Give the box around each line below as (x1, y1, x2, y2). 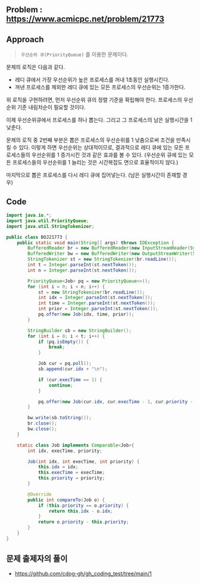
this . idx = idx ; (37, 464, 79, 470)
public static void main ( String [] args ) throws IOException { (17, 239, 174, 246)
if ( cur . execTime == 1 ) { (37, 376, 102, 383)
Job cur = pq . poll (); (37, 360, 92, 367)
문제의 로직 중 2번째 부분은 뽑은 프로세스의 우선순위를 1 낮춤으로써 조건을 (6, 136, 175, 144)
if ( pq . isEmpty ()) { (37, 339, 89, 345)
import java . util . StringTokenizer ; (6, 223, 95, 229)
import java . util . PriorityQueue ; (6, 217, 89, 224)
